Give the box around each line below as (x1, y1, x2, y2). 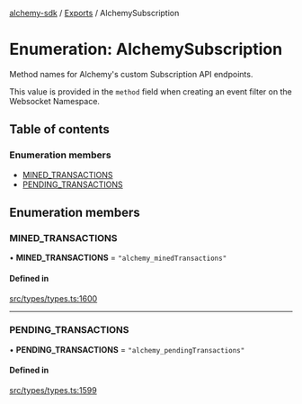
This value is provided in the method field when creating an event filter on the (9, 85, 292, 97)
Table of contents (9, 121, 110, 138)
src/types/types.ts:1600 (9, 292, 98, 304)
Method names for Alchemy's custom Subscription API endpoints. (9, 68, 253, 79)
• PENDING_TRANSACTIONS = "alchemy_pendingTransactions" (9, 344, 245, 355)
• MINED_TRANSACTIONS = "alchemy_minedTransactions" (9, 252, 227, 264)
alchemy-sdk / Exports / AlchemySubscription (9, 8, 180, 18)
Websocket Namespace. (9, 95, 101, 106)
